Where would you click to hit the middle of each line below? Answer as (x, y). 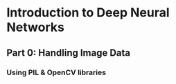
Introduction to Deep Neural (88, 13)
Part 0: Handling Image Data (69, 53)
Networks (36, 27)
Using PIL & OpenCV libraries (56, 72)
